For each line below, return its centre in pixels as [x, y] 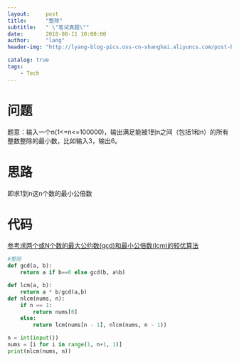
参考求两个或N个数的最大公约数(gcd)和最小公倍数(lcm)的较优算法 [103, 246]
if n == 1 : [36, 305]
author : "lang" [36, 41]
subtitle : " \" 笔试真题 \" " [48, 27]
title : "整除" [35, 21]
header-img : [25, 47]
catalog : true [28, 60]
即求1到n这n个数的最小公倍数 [50, 193]
